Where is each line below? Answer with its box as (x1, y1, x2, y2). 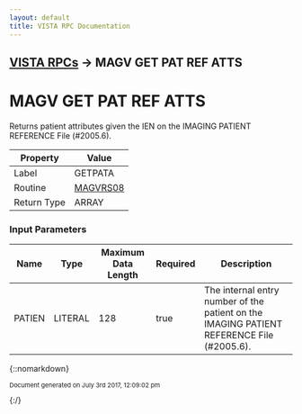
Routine (13, 181, 47, 193)
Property (20, 151, 60, 164)
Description (220, 257, 272, 270)
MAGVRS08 (74, 181, 125, 193)
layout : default (9, 13, 70, 22)
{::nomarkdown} (9, 364, 70, 374)
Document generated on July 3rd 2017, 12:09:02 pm (9, 381, 160, 390)
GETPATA (74, 166, 115, 179)
